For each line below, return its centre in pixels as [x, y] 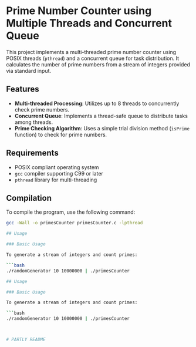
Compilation [29, 198]
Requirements [32, 153]
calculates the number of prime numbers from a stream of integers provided [98, 64]
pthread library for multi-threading [56, 180]
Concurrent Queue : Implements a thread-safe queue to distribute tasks [101, 116]
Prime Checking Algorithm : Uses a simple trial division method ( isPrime [102, 128]
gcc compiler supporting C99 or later [59, 173]
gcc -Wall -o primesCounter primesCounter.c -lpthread [75, 223]
